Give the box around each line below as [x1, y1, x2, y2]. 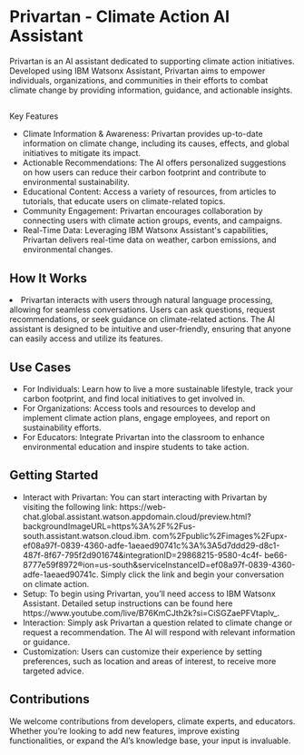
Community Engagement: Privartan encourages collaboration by [22, 206, 263, 217]
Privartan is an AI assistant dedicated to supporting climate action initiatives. [9, 55, 295, 66]
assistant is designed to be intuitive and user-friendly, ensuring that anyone [9, 324, 292, 335]
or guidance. [22, 636, 71, 647]
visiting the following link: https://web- [22, 501, 166, 512]
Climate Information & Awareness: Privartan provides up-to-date [22, 129, 263, 140]
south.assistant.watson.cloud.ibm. [22, 530, 152, 541]
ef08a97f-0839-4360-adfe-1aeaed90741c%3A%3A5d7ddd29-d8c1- [22, 540, 280, 551]
